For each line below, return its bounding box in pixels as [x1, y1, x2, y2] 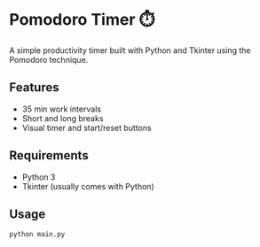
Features [9, 80, 59, 96]
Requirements [9, 148, 89, 163]
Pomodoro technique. [9, 54, 89, 65]
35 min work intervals [21, 104, 102, 114]
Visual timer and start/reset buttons [21, 122, 153, 133]
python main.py [9, 230, 66, 239]
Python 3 [21, 172, 56, 182]
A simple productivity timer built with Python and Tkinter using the [9, 44, 251, 56]
